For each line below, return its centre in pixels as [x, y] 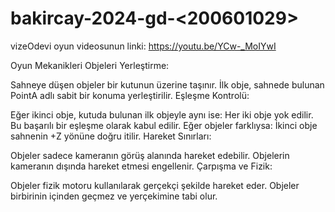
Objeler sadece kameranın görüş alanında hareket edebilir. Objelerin [150, 155]
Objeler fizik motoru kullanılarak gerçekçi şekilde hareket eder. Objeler [155, 185]
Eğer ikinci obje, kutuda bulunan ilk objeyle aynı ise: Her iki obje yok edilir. [162, 114]
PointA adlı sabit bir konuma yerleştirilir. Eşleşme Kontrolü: [130, 95]
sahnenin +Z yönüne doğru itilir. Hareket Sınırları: [111, 136]
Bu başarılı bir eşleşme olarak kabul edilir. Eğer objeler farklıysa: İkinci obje [164, 125]
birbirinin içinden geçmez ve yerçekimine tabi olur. [114, 196]
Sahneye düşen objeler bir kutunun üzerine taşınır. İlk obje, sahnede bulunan [167, 84]
